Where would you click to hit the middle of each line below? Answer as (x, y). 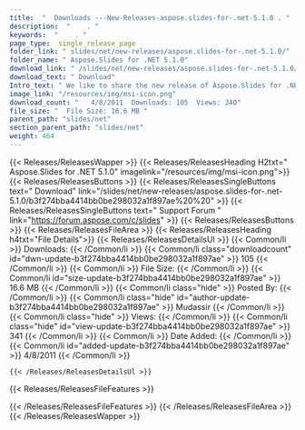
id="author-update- (213, 297)
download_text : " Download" (63, 77)
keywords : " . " (49, 35)
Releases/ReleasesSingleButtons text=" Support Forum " (115, 210)
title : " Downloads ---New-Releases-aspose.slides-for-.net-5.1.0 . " (150, 18)
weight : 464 (32, 136)
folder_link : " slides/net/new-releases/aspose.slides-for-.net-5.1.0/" (150, 52)
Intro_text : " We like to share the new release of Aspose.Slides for (146, 85)
